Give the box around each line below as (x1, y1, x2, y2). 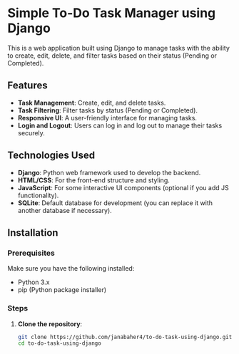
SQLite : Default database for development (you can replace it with (17, 198, 213, 207)
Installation (7, 227, 59, 239)
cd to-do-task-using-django (17, 340, 101, 347)
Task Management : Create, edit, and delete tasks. (17, 98, 166, 107)
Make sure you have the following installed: (7, 264, 135, 273)
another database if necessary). (17, 206, 112, 214)
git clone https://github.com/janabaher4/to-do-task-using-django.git (17, 333, 233, 340)
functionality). (17, 191, 59, 199)
